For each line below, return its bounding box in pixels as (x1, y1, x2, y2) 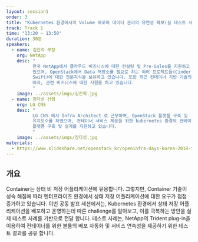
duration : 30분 (6, 36, 42, 42)
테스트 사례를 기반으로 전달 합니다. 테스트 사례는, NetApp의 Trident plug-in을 (12, 215, 191, 222)
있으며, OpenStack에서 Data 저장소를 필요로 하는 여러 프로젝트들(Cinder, (32, 69, 194, 75)
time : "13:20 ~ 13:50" (6, 31, 62, 37)
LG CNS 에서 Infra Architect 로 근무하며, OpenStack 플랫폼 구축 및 (32, 112, 188, 118)
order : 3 (6, 14, 28, 20)
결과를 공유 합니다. (12, 230, 55, 237)
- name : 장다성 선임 (11, 96, 56, 102)
